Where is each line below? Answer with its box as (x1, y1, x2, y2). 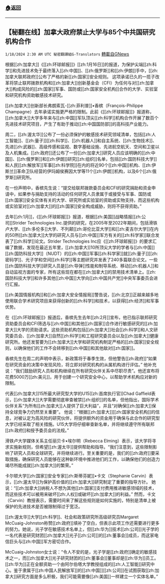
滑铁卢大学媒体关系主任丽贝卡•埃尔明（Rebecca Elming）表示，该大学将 (5, 438, 152, 444)
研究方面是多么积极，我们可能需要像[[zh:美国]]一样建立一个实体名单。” (17, 574, 158, 580)
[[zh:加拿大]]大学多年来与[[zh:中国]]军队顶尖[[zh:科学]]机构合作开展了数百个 (5, 115, 159, 121)
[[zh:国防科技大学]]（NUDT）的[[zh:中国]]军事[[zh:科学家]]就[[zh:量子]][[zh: (5, 250, 158, 256)
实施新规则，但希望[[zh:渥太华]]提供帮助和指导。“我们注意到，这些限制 (9, 444, 153, 450)
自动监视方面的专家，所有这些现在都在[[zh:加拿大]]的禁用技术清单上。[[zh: (5, 269, 156, 275)
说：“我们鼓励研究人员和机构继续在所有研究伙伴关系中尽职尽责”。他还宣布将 (5, 368, 160, 374)
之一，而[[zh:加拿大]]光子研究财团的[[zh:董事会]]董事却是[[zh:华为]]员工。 (9, 555, 159, 561)
